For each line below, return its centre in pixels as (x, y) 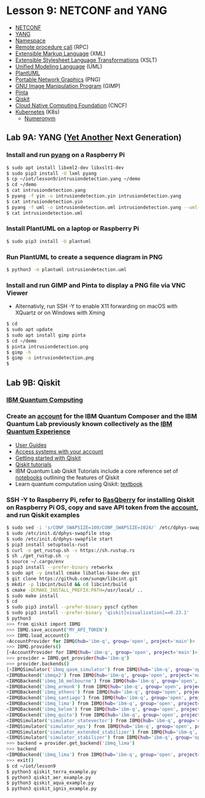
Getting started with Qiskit (48, 458)
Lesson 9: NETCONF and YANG (87, 11)
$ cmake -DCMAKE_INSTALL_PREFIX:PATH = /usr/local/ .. (75, 590)
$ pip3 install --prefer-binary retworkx (60, 568)
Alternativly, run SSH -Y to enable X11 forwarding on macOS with (96, 307)
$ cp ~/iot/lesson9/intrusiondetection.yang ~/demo (73, 179)
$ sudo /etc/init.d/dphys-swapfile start (60, 539)
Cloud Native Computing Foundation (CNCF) (71, 105)
